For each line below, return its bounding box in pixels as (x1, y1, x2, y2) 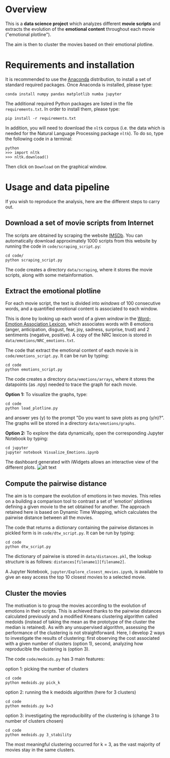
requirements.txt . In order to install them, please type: (5, 106, 120, 112)
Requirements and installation (5, 59, 135, 71)
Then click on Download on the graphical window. (5, 163, 107, 169)
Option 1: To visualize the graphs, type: (5, 392, 88, 398)
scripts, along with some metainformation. (5, 272, 94, 278)
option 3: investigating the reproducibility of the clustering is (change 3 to (5, 712, 159, 719)
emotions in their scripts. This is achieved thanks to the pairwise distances (5, 608, 162, 614)
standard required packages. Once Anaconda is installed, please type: (5, 81, 153, 88)
